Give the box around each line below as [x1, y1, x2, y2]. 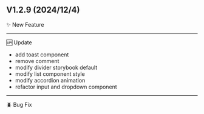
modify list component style [15, 70, 85, 78]
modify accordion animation [15, 76, 86, 84]
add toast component [15, 51, 69, 58]
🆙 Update [6, 39, 32, 46]
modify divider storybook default [15, 64, 98, 71]
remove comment [15, 57, 59, 64]
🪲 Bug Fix [6, 101, 32, 108]
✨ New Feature [6, 21, 44, 28]
